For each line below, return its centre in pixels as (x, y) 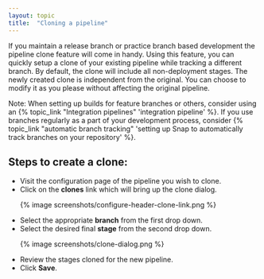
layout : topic (32, 15)
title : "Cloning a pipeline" (58, 23)
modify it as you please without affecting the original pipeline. (109, 87)
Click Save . (39, 268)
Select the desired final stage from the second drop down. (116, 229)
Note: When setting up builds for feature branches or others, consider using (132, 103)
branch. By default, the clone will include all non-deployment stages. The (128, 71)
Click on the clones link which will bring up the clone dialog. (118, 190)
